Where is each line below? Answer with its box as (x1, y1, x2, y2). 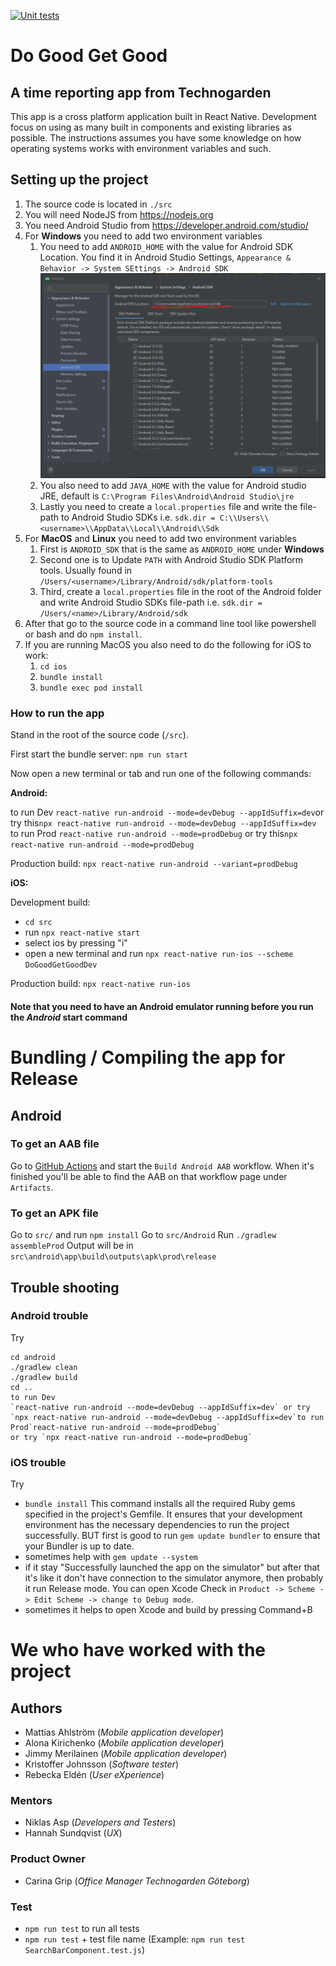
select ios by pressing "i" (24, 937, 128, 949)
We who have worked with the (10, 1639, 267, 1662)
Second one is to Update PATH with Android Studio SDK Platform (39, 554, 304, 566)
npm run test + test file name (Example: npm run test (24, 1933, 246, 1945)
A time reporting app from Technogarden (10, 84, 272, 101)
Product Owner (10, 1852, 86, 1866)
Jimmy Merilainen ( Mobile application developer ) (24, 1748, 228, 1760)
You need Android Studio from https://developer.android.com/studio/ (24, 219, 309, 231)
